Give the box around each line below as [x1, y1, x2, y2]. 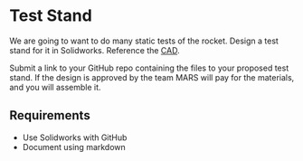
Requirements [9, 108, 90, 123]
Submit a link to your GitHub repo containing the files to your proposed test [9, 62, 289, 73]
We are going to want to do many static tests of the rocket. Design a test [9, 35, 279, 46]
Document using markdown [22, 141, 127, 152]
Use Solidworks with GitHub [22, 132, 128, 143]
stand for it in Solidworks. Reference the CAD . [9, 44, 181, 55]
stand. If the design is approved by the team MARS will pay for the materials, [9, 71, 295, 82]
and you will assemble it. [9, 81, 101, 92]
